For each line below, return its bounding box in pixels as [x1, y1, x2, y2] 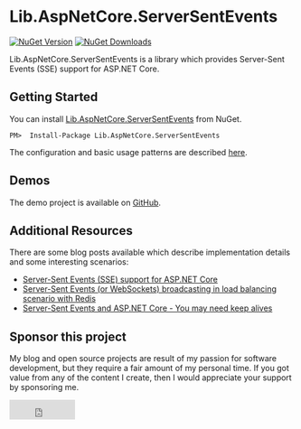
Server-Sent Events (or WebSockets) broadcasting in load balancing [22, 284, 277, 294]
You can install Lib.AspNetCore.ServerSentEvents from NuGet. [9, 113, 242, 124]
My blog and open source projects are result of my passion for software [9, 353, 277, 364]
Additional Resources [9, 223, 133, 238]
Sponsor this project [9, 329, 127, 344]
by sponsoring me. [9, 382, 80, 393]
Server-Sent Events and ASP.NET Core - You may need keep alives [22, 303, 273, 313]
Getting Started [9, 89, 99, 105]
